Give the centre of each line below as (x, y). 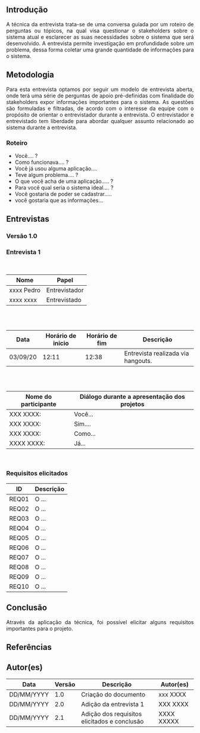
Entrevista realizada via (157, 353)
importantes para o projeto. (40, 628)
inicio (61, 343)
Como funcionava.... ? (42, 162)
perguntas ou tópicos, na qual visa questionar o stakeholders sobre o (100, 30)
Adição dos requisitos (112, 714)
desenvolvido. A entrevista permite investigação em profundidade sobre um (100, 43)
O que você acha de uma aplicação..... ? (64, 181)
